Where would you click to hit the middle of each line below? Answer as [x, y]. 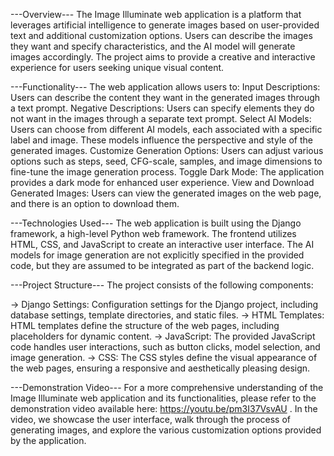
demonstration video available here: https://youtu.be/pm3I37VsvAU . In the [164, 408]
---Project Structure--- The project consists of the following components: [162, 285]
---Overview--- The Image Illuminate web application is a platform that [156, 14]
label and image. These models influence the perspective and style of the [161, 140]
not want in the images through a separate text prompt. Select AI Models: [161, 118]
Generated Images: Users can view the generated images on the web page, [166, 193]
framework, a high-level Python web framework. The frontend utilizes [153, 233]
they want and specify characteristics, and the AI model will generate [153, 46]
